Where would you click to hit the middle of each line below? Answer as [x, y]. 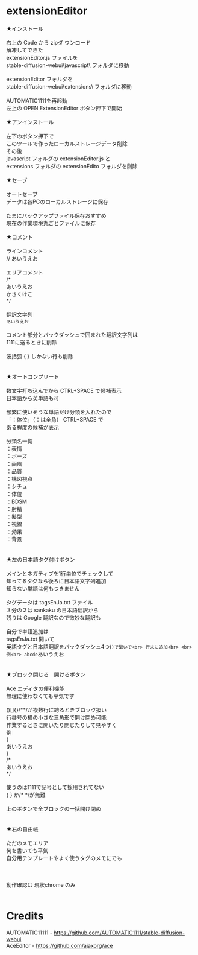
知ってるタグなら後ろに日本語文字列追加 [56, 581]
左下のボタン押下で [30, 136]
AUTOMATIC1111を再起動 [37, 100]
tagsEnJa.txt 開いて [30, 639]
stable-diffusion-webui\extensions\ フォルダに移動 [69, 86]
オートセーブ [22, 194]
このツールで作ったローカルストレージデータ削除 [67, 144]
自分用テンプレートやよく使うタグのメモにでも [64, 858]
